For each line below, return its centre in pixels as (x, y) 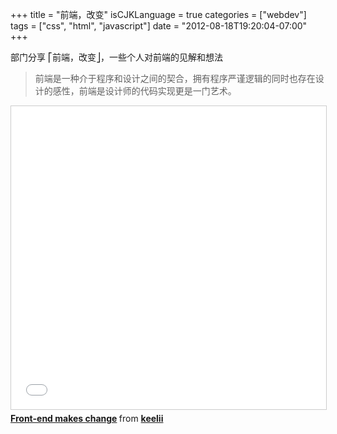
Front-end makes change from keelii (87, 418)
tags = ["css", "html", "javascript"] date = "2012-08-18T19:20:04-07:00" (159, 26)
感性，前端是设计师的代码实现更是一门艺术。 (144, 91)
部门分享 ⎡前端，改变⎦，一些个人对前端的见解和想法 (116, 57)
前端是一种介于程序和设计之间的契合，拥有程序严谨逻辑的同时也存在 (175, 78)
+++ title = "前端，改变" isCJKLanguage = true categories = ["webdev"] (158, 14)
